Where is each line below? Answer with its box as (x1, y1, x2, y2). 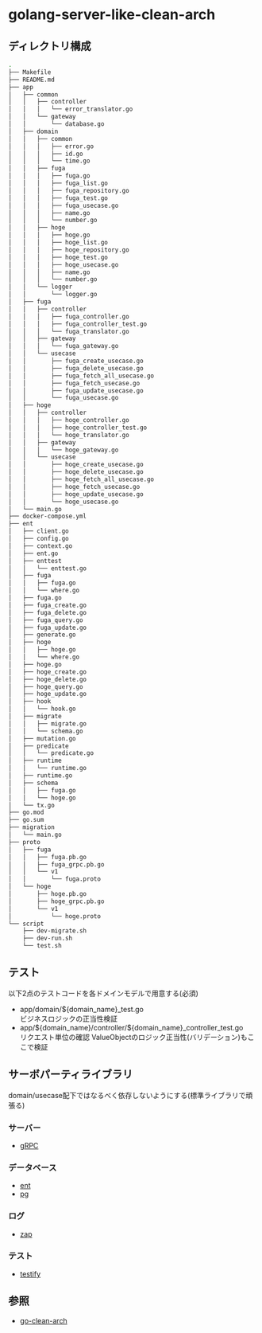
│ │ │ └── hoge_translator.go (8, 431, 129, 439)
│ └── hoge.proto (8, 912, 102, 921)
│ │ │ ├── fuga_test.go (8, 193, 109, 202)
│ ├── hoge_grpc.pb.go (8, 897, 105, 905)
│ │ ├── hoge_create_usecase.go (8, 460, 144, 469)
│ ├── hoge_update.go (8, 690, 87, 698)
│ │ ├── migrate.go (8, 719, 87, 728)
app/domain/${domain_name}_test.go (19, 1004, 144, 1014)
